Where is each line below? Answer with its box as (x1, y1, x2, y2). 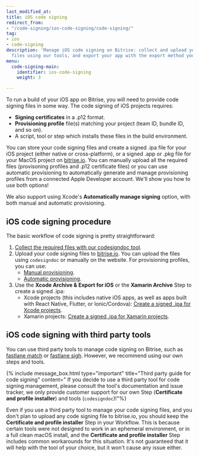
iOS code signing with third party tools (6, 330, 151, 340)
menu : (6, 58, 20, 64)
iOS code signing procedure (6, 216, 111, 226)
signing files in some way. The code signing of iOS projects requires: (6, 102, 174, 109)
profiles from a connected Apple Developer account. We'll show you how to (6, 176, 191, 183)
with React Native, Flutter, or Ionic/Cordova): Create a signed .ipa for (23, 300, 191, 307)
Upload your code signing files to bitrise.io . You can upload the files (14, 249, 181, 257)
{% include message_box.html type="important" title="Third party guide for (6, 370, 191, 377)
